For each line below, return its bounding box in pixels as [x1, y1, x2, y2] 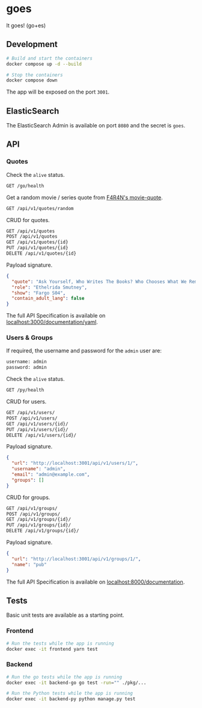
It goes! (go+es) [6, 22, 46, 29]
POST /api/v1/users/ [6, 415, 58, 421]
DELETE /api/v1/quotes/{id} [6, 250, 77, 257]
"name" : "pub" [11, 561, 47, 567]
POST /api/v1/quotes [6, 234, 58, 240]
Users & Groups [6, 334, 53, 342]
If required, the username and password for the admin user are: [6, 347, 162, 354]
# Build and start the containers [6, 55, 93, 62]
